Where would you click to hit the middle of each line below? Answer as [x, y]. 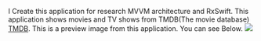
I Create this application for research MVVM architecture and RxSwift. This [129, 11]
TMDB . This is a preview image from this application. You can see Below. [125, 29]
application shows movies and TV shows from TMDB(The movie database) [129, 19]
